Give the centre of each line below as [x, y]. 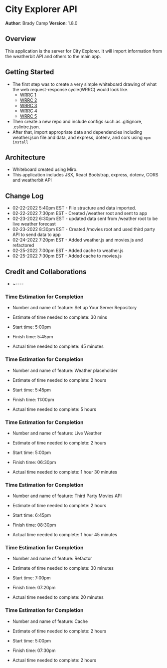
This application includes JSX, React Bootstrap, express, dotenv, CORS [85, 175]
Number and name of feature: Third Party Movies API [67, 496]
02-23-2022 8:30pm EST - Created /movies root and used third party [84, 230]
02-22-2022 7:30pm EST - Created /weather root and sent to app [80, 213]
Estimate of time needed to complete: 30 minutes [63, 568]
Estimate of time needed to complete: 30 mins [60, 317]
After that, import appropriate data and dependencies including [77, 132]
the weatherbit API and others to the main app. [53, 56]
